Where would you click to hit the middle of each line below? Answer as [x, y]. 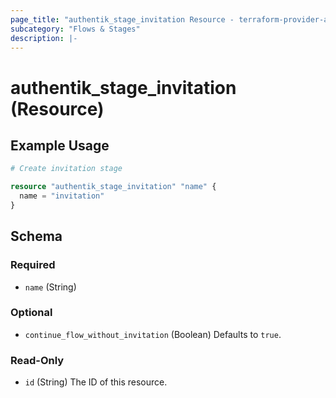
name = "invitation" [62, 196]
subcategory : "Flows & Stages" [75, 29]
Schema [36, 236]
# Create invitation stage [66, 169]
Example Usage [60, 145]
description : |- [44, 38]
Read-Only [37, 360]
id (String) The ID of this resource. [96, 382]
